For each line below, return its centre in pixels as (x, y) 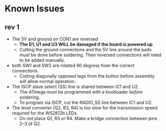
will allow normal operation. (47, 81)
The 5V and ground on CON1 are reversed (55, 39)
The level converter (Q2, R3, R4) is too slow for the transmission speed (85, 108)
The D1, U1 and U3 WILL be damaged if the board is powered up (86, 44)
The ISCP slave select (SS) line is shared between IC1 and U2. (75, 87)
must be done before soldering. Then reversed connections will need (90, 55)
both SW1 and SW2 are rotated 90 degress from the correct (73, 65)
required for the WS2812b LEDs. (45, 113)
